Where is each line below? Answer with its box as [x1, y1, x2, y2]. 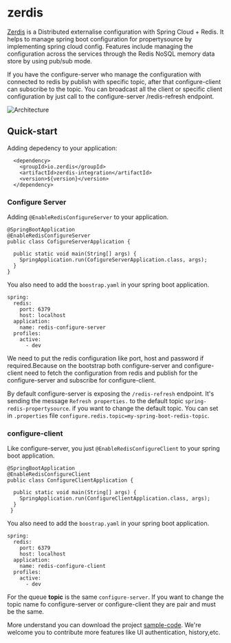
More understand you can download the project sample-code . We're [7, 621, 201, 629]
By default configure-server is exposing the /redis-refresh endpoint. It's [7, 389, 214, 398]
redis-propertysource [7, 405, 69, 413]
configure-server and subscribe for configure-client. [7, 376, 156, 385]
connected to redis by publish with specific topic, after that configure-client [7, 77, 221, 85]
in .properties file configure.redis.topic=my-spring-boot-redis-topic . [7, 411, 210, 420]
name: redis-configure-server [19, 324, 107, 331]
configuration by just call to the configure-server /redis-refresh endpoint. [7, 92, 214, 101]
